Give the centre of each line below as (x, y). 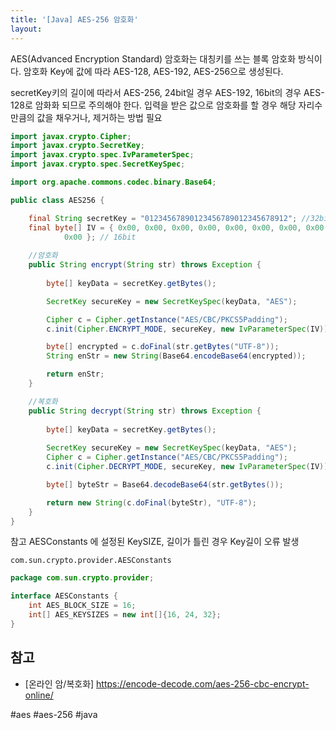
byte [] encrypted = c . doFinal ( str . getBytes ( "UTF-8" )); (163, 347)
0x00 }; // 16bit (100, 237)
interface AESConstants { (64, 596)
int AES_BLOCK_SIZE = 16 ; (82, 606)
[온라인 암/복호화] (59, 683)
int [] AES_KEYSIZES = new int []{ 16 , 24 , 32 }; (125, 615)
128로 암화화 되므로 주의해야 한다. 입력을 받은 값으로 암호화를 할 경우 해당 (153, 105)
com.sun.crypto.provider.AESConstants (91, 561)
